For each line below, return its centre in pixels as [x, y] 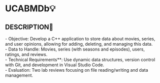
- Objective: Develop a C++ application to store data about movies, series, [80, 39]
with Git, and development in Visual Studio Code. [55, 65]
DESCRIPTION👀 [29, 27]
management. [19, 75]
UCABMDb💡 [30, 9]
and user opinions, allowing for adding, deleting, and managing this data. [79, 44]
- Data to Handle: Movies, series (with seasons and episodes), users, [75, 49]
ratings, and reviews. [26, 54]
